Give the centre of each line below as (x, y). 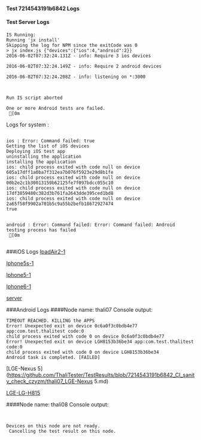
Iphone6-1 (19, 286)
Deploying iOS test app (36, 151)
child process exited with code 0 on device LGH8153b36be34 (83, 352)
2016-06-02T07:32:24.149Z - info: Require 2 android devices (84, 66)
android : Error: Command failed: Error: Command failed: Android (91, 225)
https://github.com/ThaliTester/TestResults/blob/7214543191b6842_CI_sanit (101, 375)
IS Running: (21, 35)
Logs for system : (28, 124)
